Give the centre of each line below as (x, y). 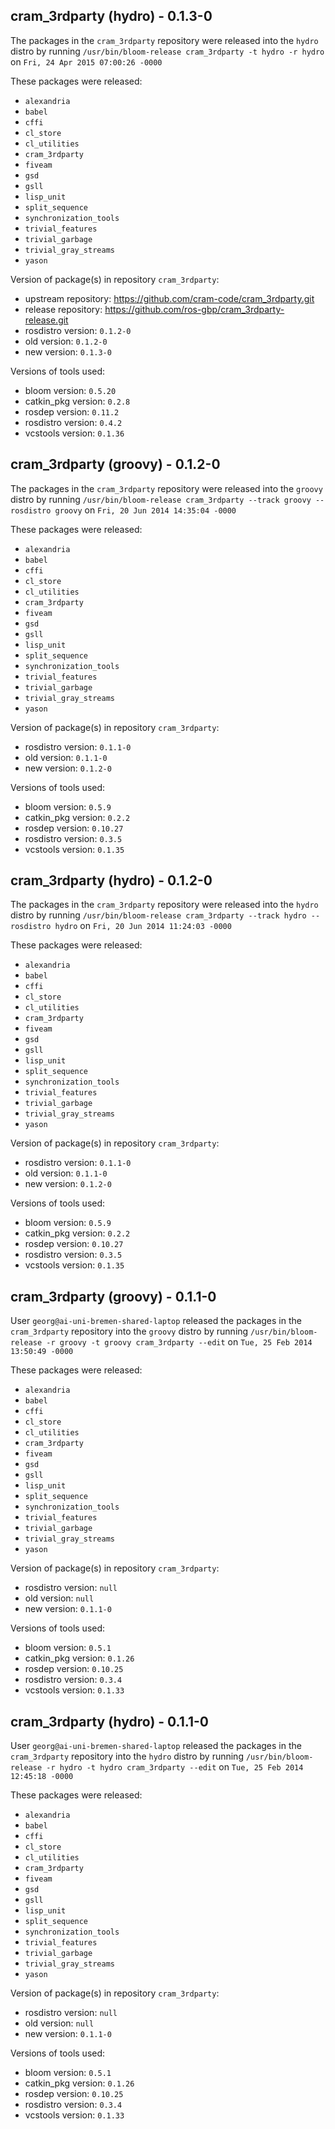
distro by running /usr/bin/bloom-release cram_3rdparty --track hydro (158, 915)
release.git (46, 320)
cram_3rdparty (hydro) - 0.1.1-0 (109, 1721)
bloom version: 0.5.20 (70, 390)
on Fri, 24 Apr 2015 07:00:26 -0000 (86, 61)
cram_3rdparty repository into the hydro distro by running (127, 1756)
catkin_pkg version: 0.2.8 (77, 401)
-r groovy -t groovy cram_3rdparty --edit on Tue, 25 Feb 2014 (179, 1342)
